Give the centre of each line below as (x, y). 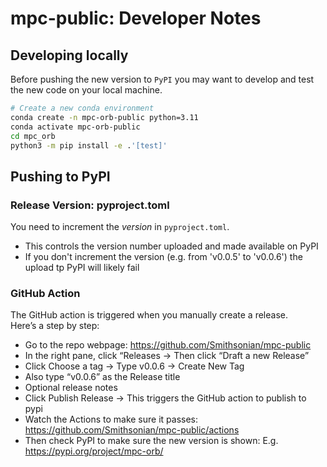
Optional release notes (71, 388)
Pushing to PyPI (60, 176)
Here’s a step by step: (55, 326)
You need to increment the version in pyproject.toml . (120, 227)
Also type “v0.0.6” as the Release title (102, 377)
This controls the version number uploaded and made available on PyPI (171, 246)
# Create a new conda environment (82, 108)
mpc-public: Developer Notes (136, 18)
